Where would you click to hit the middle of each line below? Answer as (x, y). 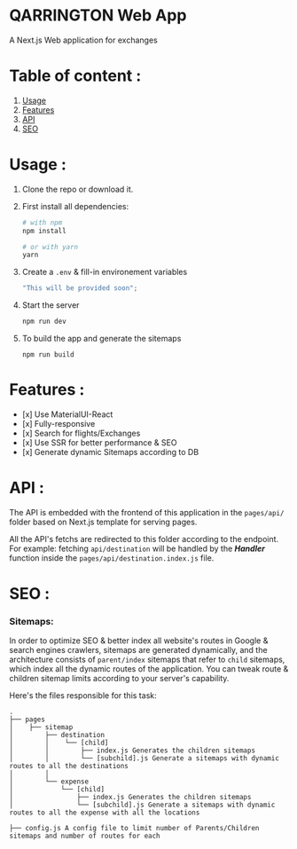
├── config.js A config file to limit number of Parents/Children (134, 829)
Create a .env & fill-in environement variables (105, 272)
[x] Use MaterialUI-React (67, 414)
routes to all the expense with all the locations (105, 813)
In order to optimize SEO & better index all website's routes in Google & (139, 641)
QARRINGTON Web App (98, 16)
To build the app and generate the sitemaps (102, 339)
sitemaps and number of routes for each (85, 836)
